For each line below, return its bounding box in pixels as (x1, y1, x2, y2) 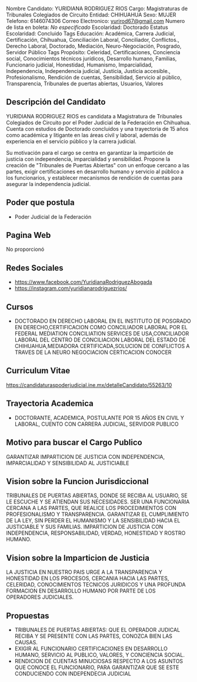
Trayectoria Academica (6, 399, 94, 409)
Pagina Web (6, 230, 51, 240)
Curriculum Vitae (6, 366, 71, 376)
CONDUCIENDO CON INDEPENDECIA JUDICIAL (14, 670, 131, 677)
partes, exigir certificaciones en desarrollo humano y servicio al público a (6, 168, 184, 175)
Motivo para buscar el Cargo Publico (6, 438, 142, 448)
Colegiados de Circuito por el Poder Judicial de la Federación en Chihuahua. (6, 119, 191, 126)
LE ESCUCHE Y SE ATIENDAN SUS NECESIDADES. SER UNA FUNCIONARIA (6, 498, 190, 505)
